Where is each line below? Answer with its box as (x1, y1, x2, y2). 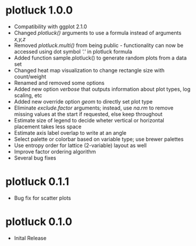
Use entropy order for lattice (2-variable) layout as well (13, 142, 147, 149)
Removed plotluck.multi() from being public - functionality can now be (13, 42, 184, 49)
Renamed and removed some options (13, 79, 105, 86)
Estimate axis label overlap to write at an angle (13, 129, 127, 136)
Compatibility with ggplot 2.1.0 (13, 23, 87, 30)
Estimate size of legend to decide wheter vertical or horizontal (13, 117, 165, 124)
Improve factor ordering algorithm (13, 148, 96, 155)
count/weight (13, 73, 46, 80)
